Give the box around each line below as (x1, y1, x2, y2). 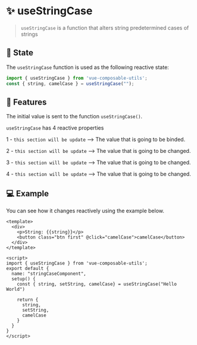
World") (6, 287, 26, 293)
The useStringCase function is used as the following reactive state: (6, 64, 170, 71)
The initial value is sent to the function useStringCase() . (6, 113, 143, 120)
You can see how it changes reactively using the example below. (6, 207, 165, 215)
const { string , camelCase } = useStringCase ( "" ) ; (6, 80, 135, 87)
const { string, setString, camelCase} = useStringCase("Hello (17, 281, 177, 287)
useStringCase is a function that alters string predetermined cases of (20, 24, 189, 31)
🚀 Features (6, 97, 47, 107)
